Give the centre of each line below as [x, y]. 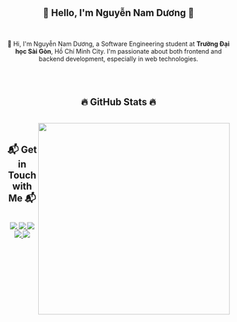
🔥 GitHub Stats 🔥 [119, 102]
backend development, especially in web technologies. [119, 59]
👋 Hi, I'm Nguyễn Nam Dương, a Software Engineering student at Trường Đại [119, 44]
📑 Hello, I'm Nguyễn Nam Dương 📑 [119, 13]
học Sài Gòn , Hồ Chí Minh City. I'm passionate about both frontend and [119, 51]
